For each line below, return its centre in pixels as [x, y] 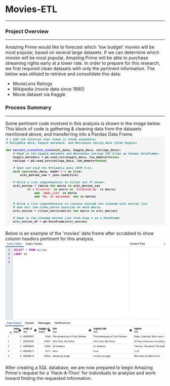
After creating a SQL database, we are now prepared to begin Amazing [79, 368]
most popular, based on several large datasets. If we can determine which [82, 53]
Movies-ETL [31, 9]
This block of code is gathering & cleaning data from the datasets [73, 129]
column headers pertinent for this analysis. [50, 238]
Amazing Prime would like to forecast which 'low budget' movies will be [80, 47]
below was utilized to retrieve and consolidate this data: [63, 74]
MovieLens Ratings [32, 84]
